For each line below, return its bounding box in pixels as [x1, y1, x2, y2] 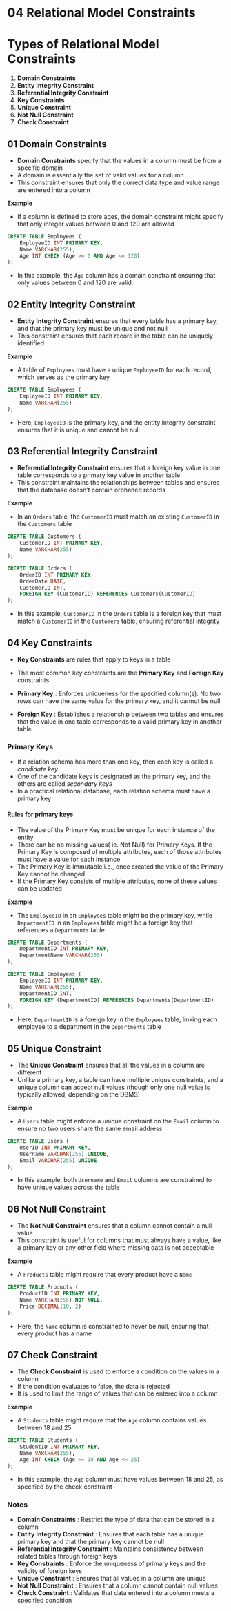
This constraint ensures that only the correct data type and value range [17, 178, 220, 186]
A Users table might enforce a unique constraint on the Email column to [17, 1117, 219, 1126]
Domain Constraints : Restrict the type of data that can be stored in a [17, 1516, 215, 1524]
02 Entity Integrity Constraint [7, 298, 136, 310]
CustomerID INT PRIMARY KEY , [19, 540, 103, 547]
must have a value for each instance [17, 855, 121, 863]
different [17, 1068, 42, 1077]
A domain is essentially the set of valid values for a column [17, 171, 184, 179]
